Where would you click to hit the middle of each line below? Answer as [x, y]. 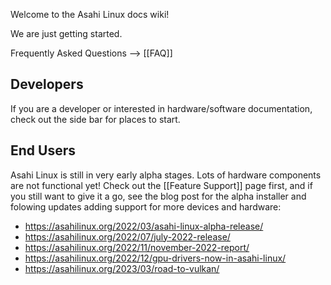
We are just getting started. [66, 33]
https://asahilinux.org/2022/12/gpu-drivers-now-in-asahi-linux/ [155, 258]
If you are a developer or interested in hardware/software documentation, [161, 108]
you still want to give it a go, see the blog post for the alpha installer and [158, 196]
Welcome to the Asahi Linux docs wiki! [90, 14]
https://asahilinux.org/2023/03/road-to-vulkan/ [122, 268]
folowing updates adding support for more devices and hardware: [146, 206]
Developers [47, 84]
